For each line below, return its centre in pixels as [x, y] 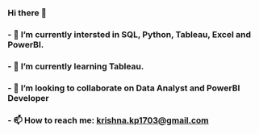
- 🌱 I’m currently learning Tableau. [76, 66]
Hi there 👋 [27, 13]
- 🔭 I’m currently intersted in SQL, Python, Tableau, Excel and [129, 34]
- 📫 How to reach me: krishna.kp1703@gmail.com [108, 120]
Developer [28, 98]
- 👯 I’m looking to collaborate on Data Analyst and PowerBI [124, 88]
